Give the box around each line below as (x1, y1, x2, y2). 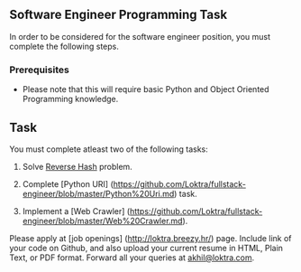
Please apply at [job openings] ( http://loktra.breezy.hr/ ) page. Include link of (9, 232, 292, 243)
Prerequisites (9, 63, 69, 76)
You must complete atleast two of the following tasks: (9, 144, 209, 155)
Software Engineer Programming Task (9, 7, 228, 23)
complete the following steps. (9, 41, 120, 52)
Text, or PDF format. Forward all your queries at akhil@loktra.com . (9, 252, 255, 263)
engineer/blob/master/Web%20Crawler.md (22, 215, 183, 226)
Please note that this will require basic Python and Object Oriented (22, 84, 269, 95)
